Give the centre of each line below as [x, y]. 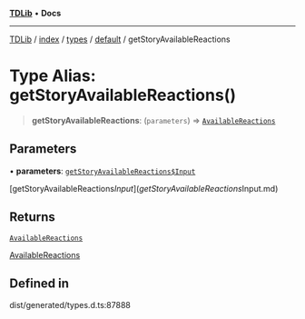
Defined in [39, 283]
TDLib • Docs [35, 13]
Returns [33, 217]
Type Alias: [53, 76]
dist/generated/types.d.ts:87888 [70, 305]
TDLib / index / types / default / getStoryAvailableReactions [120, 39]
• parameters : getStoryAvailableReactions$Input [103, 171]
